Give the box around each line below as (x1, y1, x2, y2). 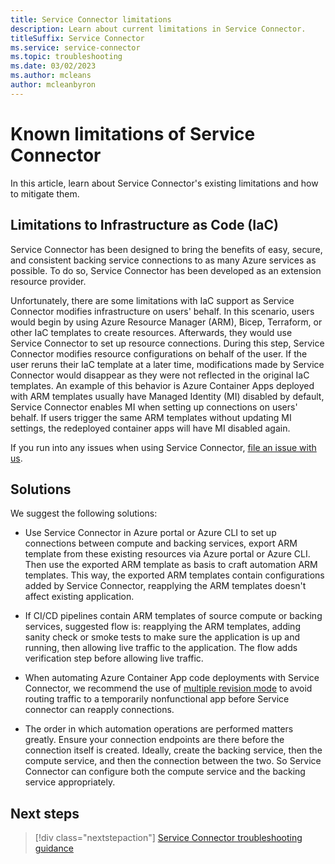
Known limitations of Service (10, 122, 256, 145)
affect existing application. (24, 591, 135, 603)
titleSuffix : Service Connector (10, 33, 145, 43)
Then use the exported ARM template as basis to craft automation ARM (24, 559, 318, 571)
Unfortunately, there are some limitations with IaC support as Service (10, 294, 295, 306)
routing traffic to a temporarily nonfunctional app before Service (24, 693, 290, 705)
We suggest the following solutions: (10, 507, 158, 520)
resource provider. (10, 275, 87, 287)
